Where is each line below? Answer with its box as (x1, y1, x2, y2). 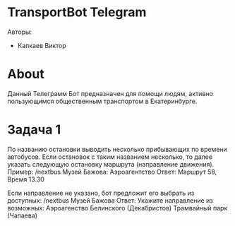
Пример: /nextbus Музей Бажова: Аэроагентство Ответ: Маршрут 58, (7, 167, 217, 176)
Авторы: (7, 28, 32, 36)
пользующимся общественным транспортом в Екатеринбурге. (7, 97, 198, 105)
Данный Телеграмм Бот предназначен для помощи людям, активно (7, 89, 214, 97)
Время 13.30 (7, 174, 44, 184)
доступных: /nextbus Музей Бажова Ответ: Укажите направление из (7, 196, 213, 205)
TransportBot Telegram (7, 4, 147, 20)
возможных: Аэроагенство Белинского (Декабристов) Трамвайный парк (7, 203, 228, 212)
